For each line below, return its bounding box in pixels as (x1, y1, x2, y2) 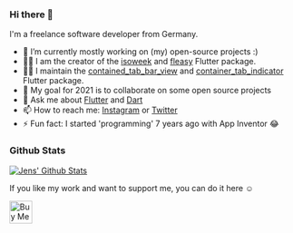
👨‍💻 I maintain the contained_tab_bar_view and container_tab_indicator (22, 65, 284, 76)
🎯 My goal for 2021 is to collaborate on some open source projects (22, 85, 272, 96)
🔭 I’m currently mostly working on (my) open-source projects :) (22, 46, 259, 57)
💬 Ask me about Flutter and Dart (22, 94, 143, 105)
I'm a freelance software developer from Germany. (9, 29, 199, 40)
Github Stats (9, 144, 66, 157)
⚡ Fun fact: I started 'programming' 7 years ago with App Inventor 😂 (22, 118, 279, 130)
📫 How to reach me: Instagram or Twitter (22, 104, 179, 116)
